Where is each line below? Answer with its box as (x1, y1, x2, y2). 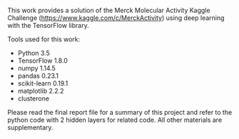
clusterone (17, 94, 50, 103)
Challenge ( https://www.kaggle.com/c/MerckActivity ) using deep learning (7, 14, 225, 22)
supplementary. (7, 123, 54, 131)
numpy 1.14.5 (17, 64, 56, 72)
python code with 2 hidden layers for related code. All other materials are (7, 115, 223, 124)
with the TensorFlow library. (7, 21, 89, 29)
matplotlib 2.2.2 (17, 87, 64, 95)
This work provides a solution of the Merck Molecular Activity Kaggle (7, 6, 210, 14)
